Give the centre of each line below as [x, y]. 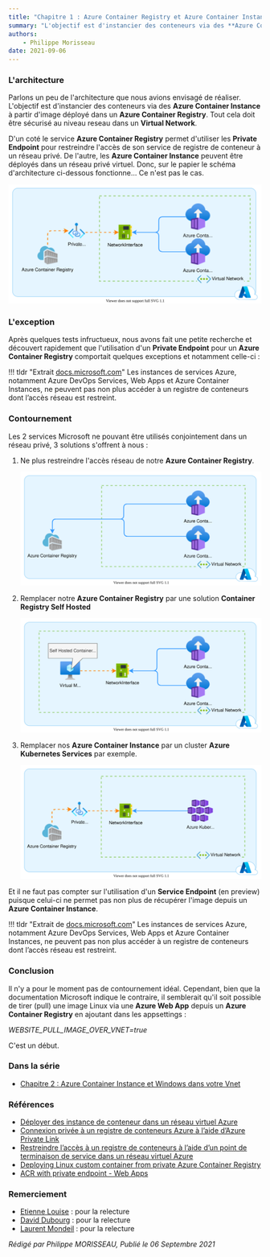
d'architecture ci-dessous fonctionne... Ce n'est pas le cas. [106, 173]
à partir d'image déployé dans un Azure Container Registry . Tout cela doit [132, 115]
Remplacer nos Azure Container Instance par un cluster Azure [125, 745]
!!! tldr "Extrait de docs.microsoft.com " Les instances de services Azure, [128, 925]
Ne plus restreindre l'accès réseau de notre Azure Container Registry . [137, 460]
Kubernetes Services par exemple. [79, 753]
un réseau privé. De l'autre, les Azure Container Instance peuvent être [126, 156]
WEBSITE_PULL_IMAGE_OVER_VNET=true [78, 1029]
